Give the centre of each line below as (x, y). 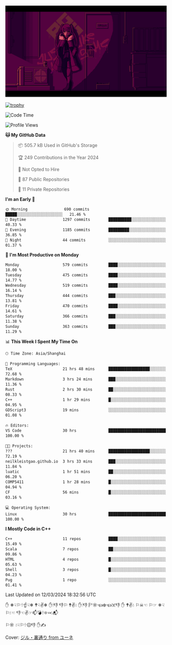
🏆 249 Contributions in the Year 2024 (58, 157)
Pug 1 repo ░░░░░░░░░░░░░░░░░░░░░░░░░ (86, 580)
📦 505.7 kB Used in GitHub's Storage (58, 145)
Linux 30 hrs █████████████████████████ (86, 514)
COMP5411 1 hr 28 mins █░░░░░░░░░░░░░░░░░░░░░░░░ (86, 482)
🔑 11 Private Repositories (44, 189)
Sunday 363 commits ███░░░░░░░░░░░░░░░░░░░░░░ (86, 326)
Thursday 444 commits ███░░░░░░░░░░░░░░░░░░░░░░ (86, 296)
